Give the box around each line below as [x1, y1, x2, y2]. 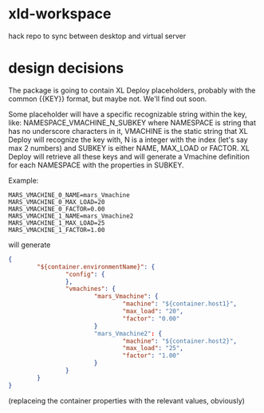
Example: [8, 175, 39, 185]
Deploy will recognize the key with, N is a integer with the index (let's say [8, 135, 249, 144]
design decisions [8, 59, 124, 77]
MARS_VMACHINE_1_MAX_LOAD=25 [8, 218, 105, 227]
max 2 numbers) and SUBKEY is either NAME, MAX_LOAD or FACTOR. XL [8, 143, 250, 152]
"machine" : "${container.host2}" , [122, 336, 238, 345]
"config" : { [65, 270, 105, 278]
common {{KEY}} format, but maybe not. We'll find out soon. [8, 93, 207, 104]
